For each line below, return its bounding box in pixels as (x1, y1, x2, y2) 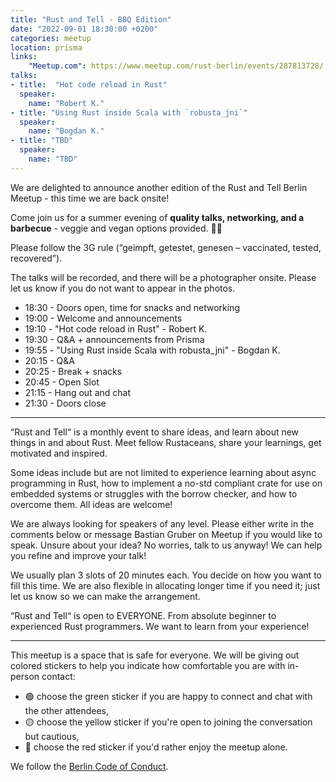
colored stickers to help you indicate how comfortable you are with (10, 659, 286, 671)
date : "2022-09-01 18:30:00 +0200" (10, 24, 159, 34)
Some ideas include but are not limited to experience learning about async (10, 466, 317, 478)
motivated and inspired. (10, 447, 108, 459)
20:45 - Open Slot (24, 376, 100, 388)
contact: (41, 670, 76, 682)
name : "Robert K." (28, 98, 105, 108)
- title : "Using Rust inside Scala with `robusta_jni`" (10, 107, 248, 118)
